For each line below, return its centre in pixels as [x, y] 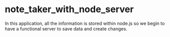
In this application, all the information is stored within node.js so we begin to [85, 23]
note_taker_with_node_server [69, 9]
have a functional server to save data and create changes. [66, 28]
